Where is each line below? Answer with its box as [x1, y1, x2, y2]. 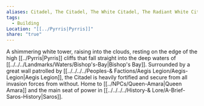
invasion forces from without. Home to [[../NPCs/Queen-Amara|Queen [6, 80, 182, 88]
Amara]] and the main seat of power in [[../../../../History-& [6, 87, 151, 94]
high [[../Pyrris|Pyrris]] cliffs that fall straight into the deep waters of [6, 55, 176, 62]
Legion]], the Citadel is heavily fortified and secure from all [40, 74, 188, 81]
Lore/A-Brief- [152, 87, 186, 94]
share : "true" [6, 31, 42, 38]
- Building [12, 20, 39, 26]
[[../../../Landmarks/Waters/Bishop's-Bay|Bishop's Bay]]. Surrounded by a [6, 61, 190, 68]
